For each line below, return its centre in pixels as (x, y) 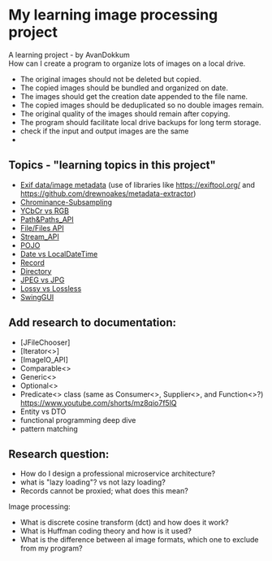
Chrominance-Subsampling (66, 202)
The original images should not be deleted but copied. (110, 79)
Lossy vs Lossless (51, 288)
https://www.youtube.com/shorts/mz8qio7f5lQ (98, 402)
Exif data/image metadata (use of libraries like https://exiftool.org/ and (138, 185)
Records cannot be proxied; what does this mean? (104, 491)
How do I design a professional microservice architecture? (118, 474)
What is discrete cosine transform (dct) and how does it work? (124, 523)
